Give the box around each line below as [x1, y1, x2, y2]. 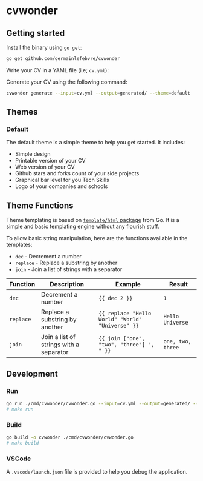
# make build [6, 440, 39, 446]
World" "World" [98, 316, 142, 323]
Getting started [6, 28, 65, 38]
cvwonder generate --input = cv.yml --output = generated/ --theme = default [6, 90, 190, 96]
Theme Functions [6, 200, 74, 210]
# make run [6, 406, 34, 412]
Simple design [14, 150, 51, 158]
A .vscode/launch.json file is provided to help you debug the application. [6, 468, 188, 476]
